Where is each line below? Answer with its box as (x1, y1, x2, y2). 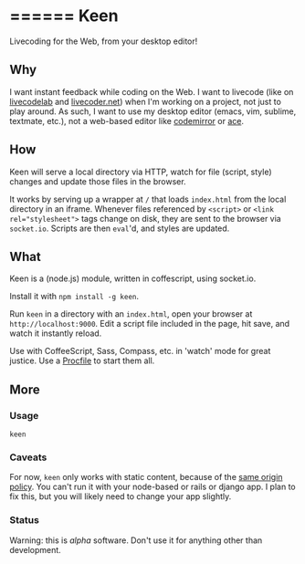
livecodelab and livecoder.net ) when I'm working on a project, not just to (9, 96, 281, 107)
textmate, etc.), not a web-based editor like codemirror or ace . (9, 115, 245, 126)
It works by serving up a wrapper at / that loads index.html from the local (9, 193, 287, 204)
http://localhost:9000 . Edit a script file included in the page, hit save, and (9, 319, 290, 329)
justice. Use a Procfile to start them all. (9, 355, 155, 366)
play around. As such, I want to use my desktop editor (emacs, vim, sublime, (9, 106, 297, 117)
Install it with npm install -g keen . (9, 291, 140, 302)
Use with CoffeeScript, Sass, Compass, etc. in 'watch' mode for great (9, 346, 271, 357)
